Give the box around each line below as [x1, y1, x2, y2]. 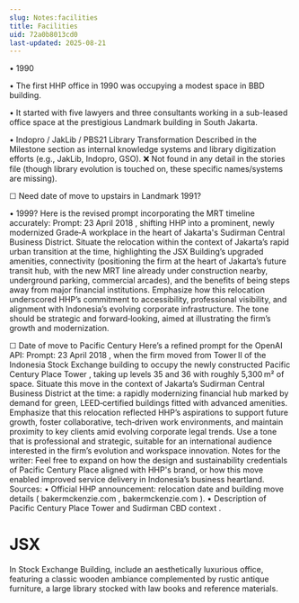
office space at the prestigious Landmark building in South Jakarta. [9, 117, 258, 128]
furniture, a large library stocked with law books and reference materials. [9, 583, 278, 594]
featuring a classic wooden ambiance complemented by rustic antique [9, 573, 269, 585]
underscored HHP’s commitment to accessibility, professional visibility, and [9, 294, 287, 305]
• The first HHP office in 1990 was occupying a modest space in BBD [9, 80, 265, 91]
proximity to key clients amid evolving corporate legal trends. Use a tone [9, 427, 277, 437]
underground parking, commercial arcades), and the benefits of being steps [9, 275, 290, 286]
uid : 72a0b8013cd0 [9, 30, 78, 39]
